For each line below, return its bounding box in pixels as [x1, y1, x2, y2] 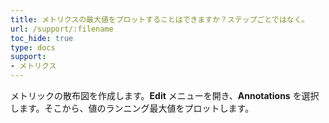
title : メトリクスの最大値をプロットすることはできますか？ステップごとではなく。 [10, 14, 310, 25]
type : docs [10, 42, 56, 53]
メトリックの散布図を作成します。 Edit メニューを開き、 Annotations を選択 [10, 90, 320, 101]
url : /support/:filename [10, 24, 114, 34]
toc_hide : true [10, 33, 74, 43]
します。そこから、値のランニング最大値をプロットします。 [10, 102, 255, 114]
